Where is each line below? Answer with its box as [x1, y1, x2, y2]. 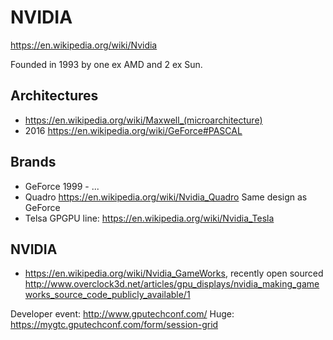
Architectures [10, 87, 99, 105]
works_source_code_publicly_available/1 [24, 289, 191, 301]
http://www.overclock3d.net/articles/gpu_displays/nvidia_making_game [24, 278, 320, 290]
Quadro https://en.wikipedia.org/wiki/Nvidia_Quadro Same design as [24, 191, 308, 203]
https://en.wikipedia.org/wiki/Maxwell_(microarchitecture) [24, 114, 263, 126]
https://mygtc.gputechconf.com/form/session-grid [10, 319, 219, 331]
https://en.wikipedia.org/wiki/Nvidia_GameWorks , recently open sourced [24, 267, 324, 280]
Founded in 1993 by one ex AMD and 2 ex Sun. [10, 58, 203, 70]
